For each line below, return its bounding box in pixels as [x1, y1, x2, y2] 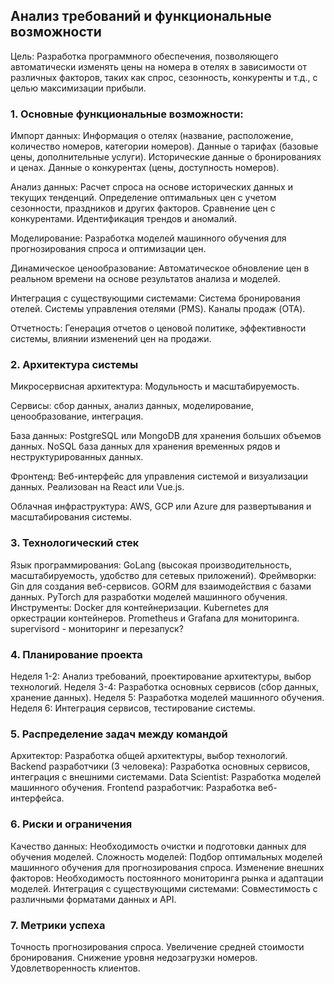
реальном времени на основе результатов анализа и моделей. [10, 273, 281, 285]
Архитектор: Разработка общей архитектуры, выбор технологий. [10, 750, 288, 762]
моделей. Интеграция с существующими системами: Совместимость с [10, 882, 318, 894]
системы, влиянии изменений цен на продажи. [10, 333, 212, 345]
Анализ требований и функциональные [10, 8, 272, 25]
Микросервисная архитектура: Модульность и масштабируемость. [10, 380, 300, 393]
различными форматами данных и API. [10, 893, 177, 905]
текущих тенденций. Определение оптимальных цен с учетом [10, 192, 277, 204]
